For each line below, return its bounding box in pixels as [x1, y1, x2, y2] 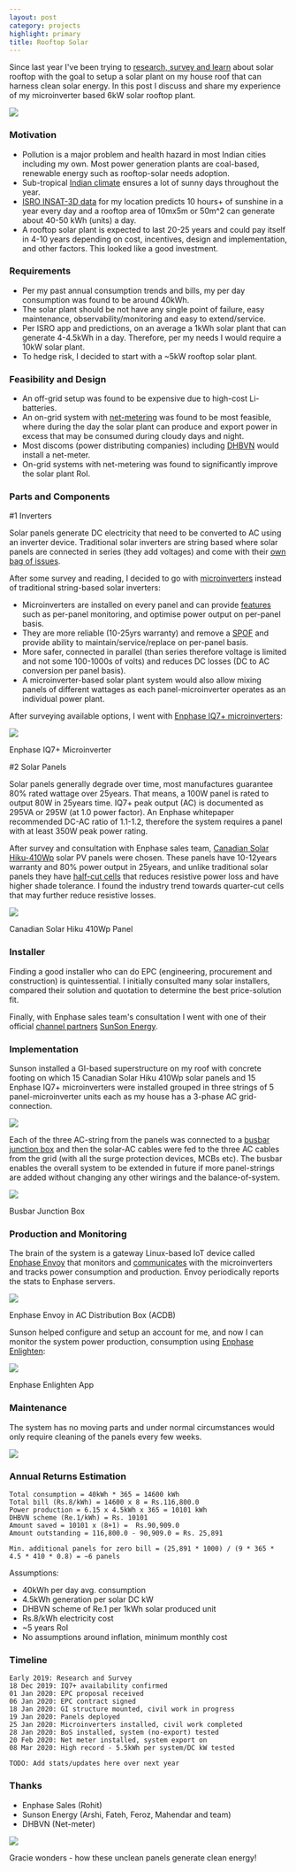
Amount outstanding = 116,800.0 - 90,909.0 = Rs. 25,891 [9, 1529, 224, 1537]
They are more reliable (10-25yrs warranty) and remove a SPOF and [21, 628, 269, 638]
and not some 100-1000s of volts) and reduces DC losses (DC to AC [21, 656, 270, 666]
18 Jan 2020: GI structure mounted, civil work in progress [9, 1705, 236, 1714]
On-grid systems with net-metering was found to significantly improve [21, 459, 278, 470]
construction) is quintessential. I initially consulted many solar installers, [9, 975, 270, 986]
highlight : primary [9, 29, 81, 38]
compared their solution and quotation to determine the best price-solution [9, 984, 282, 996]
